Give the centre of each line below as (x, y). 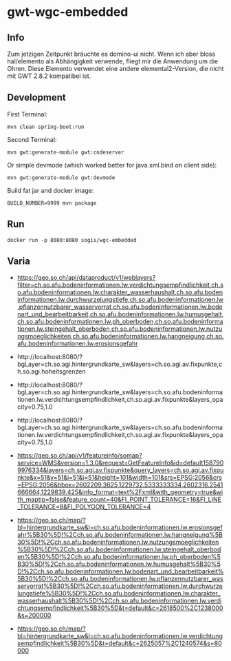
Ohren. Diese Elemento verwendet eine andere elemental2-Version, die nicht (115, 69)
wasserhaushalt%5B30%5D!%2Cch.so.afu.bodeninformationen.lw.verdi (119, 601)
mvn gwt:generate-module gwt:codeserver (66, 152)
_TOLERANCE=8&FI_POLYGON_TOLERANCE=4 (84, 507)
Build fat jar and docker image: (51, 190)
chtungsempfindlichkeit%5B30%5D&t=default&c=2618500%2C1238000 (120, 608)
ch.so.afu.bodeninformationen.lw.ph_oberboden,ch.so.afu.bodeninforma (120, 322)
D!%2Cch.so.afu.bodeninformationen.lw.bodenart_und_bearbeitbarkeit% (120, 571)
